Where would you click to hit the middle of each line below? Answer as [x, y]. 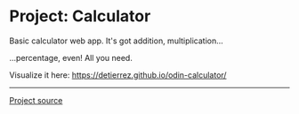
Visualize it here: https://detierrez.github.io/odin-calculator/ [118, 75]
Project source [36, 100]
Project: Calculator [80, 16]
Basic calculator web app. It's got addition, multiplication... [117, 41]
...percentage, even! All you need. [71, 57]
